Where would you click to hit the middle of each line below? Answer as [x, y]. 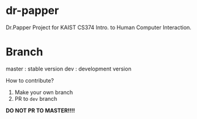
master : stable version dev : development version [69, 69]
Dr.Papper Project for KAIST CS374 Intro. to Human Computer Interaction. [99, 27]
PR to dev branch [36, 98]
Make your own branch [44, 92]
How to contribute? [30, 80]
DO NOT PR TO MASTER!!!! [40, 110]
